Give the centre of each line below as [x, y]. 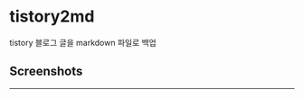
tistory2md [52, 17]
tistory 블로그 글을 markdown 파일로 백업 [83, 42]
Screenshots [46, 71]
